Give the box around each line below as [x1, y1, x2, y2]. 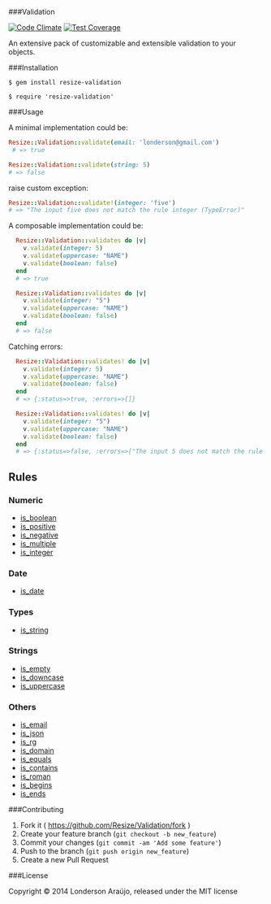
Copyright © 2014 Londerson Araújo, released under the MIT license [8, 886, 238, 897]
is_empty [19, 663, 51, 673]
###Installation [8, 63, 58, 72]
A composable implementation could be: [8, 221, 144, 231]
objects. [8, 47, 36, 56]
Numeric [8, 494, 44, 506]
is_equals [19, 754, 52, 764]
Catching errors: [8, 341, 63, 351]
